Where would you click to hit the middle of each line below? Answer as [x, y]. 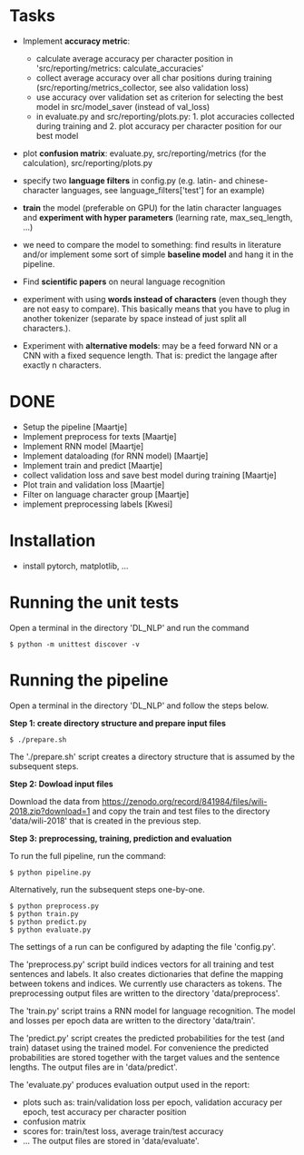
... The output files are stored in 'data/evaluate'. [111, 1140]
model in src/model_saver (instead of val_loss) [123, 106]
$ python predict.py [49, 922]
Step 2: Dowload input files [61, 784]
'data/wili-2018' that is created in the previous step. [105, 820]
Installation [53, 541]
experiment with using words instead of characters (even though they [155, 299]
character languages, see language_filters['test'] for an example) [143, 190]
